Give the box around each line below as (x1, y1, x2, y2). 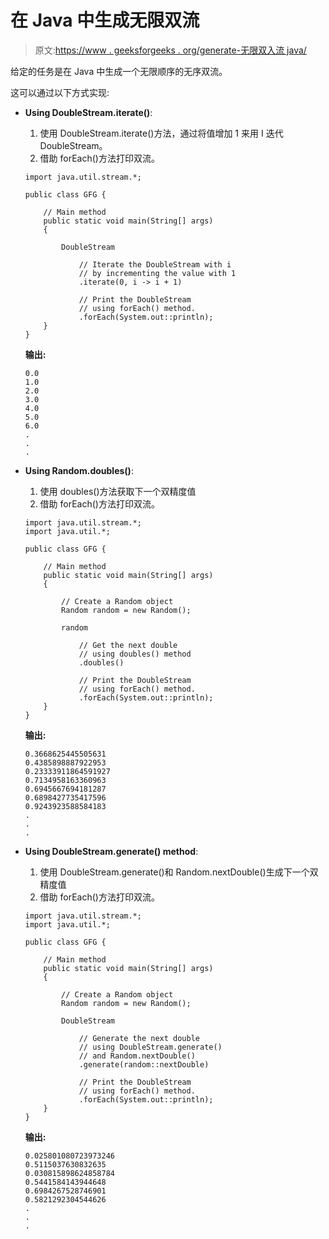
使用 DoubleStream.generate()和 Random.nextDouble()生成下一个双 (39, 866, 319, 878)
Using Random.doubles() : (24, 464, 134, 476)
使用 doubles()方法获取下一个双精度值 (39, 485, 197, 497)
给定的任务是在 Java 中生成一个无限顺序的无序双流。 (10, 65, 228, 77)
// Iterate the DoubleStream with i (78, 259, 232, 270)
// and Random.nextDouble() (78, 1051, 196, 1061)
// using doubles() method (78, 649, 192, 659)
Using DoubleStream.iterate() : (24, 106, 153, 118)
